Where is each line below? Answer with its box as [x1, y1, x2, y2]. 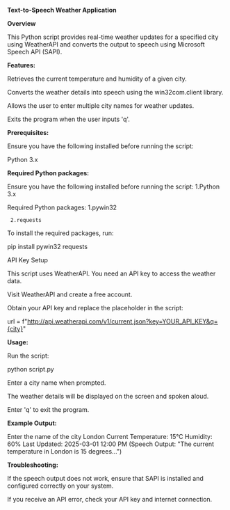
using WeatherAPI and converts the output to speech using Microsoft [7, 40, 205, 48]
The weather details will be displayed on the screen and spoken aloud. [7, 392, 209, 400]
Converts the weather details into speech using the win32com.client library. [7, 88, 224, 96]
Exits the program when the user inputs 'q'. [7, 115, 131, 123]
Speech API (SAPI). [7, 48, 63, 56]
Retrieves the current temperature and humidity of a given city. [7, 74, 188, 83]
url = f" [7, 317, 28, 326]
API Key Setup [7, 256, 49, 264]
